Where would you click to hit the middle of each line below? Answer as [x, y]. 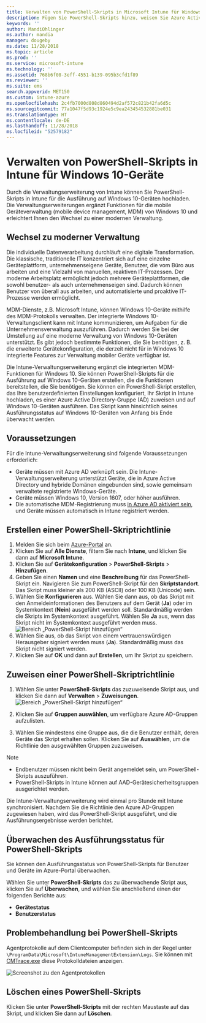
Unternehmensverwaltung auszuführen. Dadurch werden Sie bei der [93, 329]
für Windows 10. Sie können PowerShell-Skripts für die [105, 373]
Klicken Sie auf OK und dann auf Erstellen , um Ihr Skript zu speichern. [104, 655]
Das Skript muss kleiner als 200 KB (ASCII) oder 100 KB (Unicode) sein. [105, 590]
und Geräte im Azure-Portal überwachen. [59, 870]
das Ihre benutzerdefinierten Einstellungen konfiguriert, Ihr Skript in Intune [100, 393]
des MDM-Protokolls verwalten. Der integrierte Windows [78, 316]
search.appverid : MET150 [38, 92]
